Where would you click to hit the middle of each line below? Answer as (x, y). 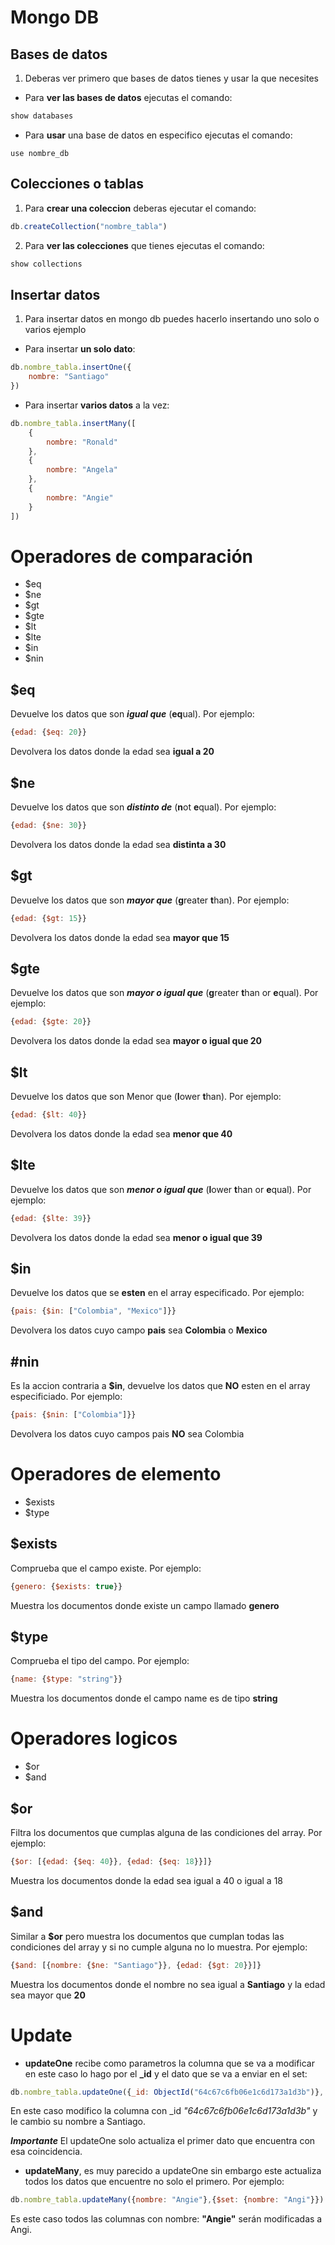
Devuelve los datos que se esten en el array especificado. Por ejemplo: (157, 1293)
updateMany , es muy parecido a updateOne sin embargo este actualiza (173, 2171)
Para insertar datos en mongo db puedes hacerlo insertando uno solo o (172, 319)
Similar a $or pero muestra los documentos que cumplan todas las (147, 1936)
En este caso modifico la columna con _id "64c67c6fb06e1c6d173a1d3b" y (164, 2111)
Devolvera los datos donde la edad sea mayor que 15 (120, 937)
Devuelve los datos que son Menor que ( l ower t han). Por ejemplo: (146, 1096)
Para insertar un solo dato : (80, 349)
